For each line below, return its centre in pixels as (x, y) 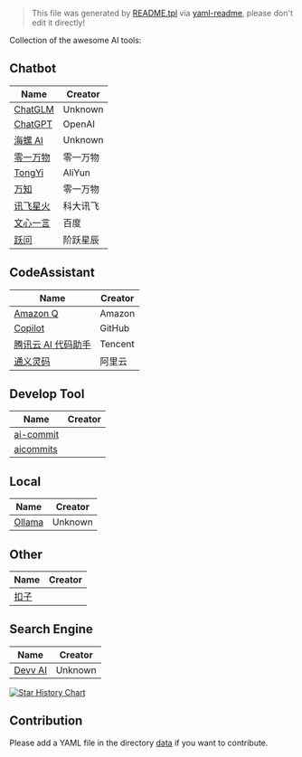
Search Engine (51, 629)
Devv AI (31, 670)
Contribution (46, 721)
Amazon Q (36, 313)
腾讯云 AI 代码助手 (52, 345)
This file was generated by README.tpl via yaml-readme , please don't (162, 13)
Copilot (29, 327)
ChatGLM (34, 109)
